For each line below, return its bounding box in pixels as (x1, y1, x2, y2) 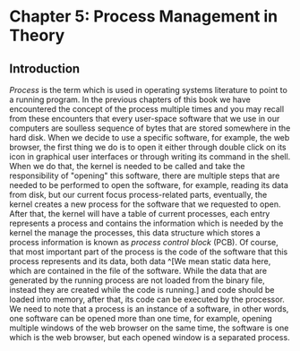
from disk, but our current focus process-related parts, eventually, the (9, 190, 268, 200)
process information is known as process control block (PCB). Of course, (9, 237, 279, 247)
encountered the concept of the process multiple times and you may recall (9, 104, 285, 114)
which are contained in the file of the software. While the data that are (9, 266, 267, 276)
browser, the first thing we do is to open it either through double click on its (9, 141, 287, 152)
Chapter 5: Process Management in (9, 6, 279, 27)
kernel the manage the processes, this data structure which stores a (9, 227, 261, 238)
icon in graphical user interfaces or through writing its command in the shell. (9, 151, 291, 162)
